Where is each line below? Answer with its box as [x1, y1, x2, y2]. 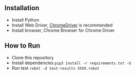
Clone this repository [11, 54, 54, 60]
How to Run [4, 42, 40, 50]
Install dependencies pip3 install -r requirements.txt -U [11, 60, 131, 66]
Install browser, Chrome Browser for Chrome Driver [11, 27, 115, 33]
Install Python [11, 17, 39, 23]
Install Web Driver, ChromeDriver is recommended [11, 22, 113, 28]
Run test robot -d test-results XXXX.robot [11, 65, 99, 71]
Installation [4, 4, 39, 12]
